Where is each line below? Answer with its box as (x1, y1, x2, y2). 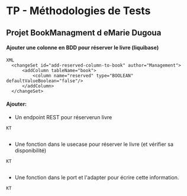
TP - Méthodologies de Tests (6, 4, 151, 18)
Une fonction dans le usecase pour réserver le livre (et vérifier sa (14, 141, 173, 148)
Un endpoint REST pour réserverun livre (14, 113, 112, 120)
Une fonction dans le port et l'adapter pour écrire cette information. (14, 174, 179, 181)
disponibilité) (14, 146, 47, 154)
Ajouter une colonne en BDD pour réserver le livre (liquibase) (6, 44, 159, 51)
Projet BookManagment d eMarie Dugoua (6, 28, 162, 38)
